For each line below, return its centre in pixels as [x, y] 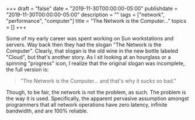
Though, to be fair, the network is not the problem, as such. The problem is [96, 92]
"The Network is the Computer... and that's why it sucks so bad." [98, 81]
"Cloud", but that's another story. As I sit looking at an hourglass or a [88, 57]
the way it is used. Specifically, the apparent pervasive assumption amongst [97, 98]
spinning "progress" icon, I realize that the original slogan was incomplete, [95, 63]
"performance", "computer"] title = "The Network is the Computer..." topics [96, 21]
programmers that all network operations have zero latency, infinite [87, 104]
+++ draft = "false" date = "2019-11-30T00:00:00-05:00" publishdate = [92, 8]
